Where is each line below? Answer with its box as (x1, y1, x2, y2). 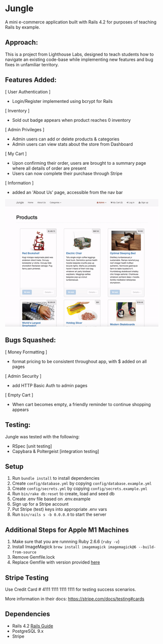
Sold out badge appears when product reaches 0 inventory (12, 117, 131, 123)
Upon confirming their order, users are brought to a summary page (12, 160, 146, 166)
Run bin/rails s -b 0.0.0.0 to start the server (12, 511, 107, 517)
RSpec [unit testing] (12, 443, 52, 449)
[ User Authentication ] (5, 89, 51, 95)
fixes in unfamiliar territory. (5, 61, 59, 67)
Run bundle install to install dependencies (12, 475, 100, 481)
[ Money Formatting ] (5, 349, 48, 355)
